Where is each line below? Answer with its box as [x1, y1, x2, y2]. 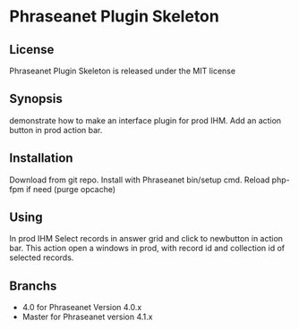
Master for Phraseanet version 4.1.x [21, 311, 153, 323]
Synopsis [9, 91, 63, 106]
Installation [9, 150, 73, 166]
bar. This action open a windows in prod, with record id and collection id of [9, 243, 286, 254]
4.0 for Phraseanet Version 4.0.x [21, 302, 142, 313]
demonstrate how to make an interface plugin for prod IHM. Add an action [9, 114, 282, 126]
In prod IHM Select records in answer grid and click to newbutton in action [9, 233, 284, 244]
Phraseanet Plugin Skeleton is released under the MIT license [9, 65, 235, 76]
